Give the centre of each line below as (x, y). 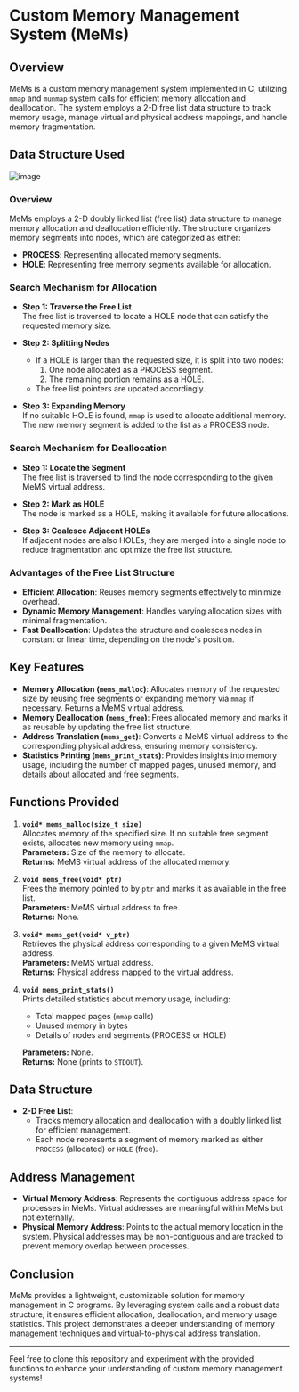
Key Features (47, 667)
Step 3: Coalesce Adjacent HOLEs (86, 531)
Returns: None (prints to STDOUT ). (83, 1061)
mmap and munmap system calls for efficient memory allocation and (128, 98)
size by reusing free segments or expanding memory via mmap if (138, 698)
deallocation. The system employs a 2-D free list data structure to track (140, 107)
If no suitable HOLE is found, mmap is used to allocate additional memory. (154, 416)
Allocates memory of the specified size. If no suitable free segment (145, 833)
